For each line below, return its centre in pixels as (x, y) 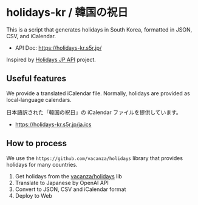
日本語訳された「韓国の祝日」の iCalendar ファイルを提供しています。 (94, 112)
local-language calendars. (39, 99)
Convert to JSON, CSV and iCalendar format (70, 189)
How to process (36, 143)
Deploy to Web (34, 195)
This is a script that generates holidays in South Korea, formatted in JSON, (99, 29)
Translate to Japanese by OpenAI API (62, 183)
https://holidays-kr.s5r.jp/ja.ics (53, 124)
